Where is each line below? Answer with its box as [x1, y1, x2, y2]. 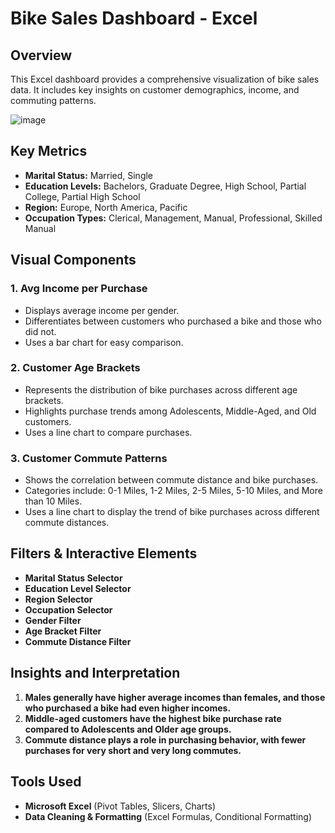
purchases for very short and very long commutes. [24, 744, 242, 756]
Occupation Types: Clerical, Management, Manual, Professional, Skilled [24, 212, 323, 224]
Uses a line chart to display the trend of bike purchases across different [24, 506, 320, 518]
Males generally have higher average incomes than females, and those [24, 691, 326, 703]
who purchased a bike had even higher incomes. [24, 702, 232, 714]
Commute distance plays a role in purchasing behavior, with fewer [24, 733, 307, 746]
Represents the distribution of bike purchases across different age [24, 383, 298, 396]
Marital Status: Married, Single [24, 169, 154, 181]
